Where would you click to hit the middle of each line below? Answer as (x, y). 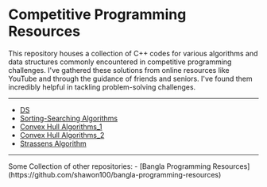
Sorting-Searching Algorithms (68, 118)
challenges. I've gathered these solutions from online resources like (119, 70)
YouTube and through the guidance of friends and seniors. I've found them (130, 78)
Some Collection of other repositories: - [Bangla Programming (110, 166)
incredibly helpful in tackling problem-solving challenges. (102, 87)
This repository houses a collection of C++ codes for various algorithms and (133, 53)
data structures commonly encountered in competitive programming (120, 62)
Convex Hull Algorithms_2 (62, 135)
